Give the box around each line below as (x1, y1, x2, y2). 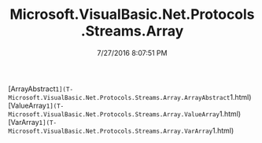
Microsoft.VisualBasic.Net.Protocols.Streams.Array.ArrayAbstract (8, 93, 231, 101)
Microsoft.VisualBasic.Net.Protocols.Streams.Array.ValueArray (8, 110, 220, 119)
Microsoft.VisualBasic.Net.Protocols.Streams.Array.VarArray (8, 127, 213, 135)
